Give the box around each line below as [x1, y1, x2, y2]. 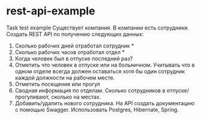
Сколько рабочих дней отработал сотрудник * [14, 42, 134, 49]
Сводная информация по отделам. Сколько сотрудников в [14, 87, 166, 94]
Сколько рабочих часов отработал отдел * [14, 48, 125, 55]
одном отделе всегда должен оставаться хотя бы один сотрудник [14, 67, 185, 75]
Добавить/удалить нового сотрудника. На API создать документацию [14, 99, 195, 106]
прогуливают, [14, 93, 50, 100]
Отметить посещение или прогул [14, 80, 101, 88]
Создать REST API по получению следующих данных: [6, 30, 144, 37]
